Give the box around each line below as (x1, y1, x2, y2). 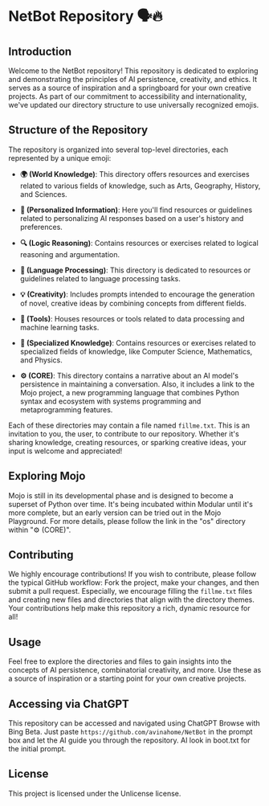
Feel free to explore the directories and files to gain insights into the (8, 657, 232, 666)
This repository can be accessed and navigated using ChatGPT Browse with (8, 718, 261, 728)
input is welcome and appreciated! (8, 446, 123, 456)
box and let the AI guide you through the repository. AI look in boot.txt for (8, 735, 251, 745)
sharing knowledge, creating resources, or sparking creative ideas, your (8, 437, 247, 447)
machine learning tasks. (19, 322, 100, 332)
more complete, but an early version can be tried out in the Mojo (8, 508, 222, 518)
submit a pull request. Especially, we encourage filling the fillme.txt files (8, 587, 253, 596)
